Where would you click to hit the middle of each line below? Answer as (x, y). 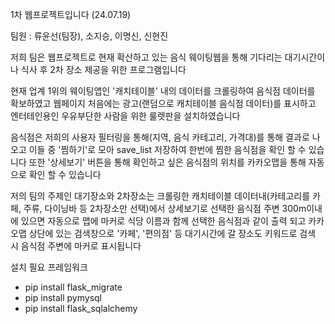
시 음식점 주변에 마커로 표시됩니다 (76, 246)
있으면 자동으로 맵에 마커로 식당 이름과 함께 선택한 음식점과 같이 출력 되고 (163, 221)
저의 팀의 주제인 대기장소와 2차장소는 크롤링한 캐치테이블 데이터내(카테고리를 (160, 196)
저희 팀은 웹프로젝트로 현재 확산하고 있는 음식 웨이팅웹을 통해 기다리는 (146, 57)
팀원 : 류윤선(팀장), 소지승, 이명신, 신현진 (89, 36)
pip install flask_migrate (73, 287)
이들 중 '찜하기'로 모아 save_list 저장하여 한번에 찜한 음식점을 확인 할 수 (167, 149)
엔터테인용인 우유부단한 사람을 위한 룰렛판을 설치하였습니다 (125, 116)
